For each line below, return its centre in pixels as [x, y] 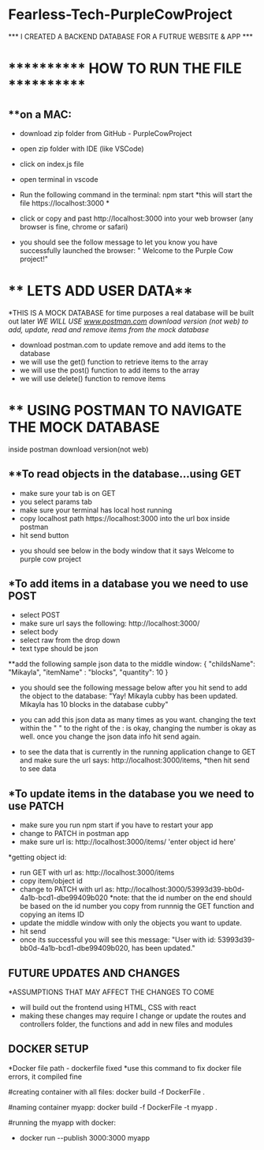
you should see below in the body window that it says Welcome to [127, 550]
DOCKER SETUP [48, 1049]
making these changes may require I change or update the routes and [133, 1016]
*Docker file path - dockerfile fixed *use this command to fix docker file [125, 1068]
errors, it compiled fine [45, 1076]
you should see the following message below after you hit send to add [133, 688]
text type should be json [59, 649]
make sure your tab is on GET [67, 493]
